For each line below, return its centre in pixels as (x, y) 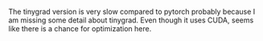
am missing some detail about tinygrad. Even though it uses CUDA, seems (131, 20)
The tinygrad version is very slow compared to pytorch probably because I (132, 12)
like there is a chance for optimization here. (80, 29)
